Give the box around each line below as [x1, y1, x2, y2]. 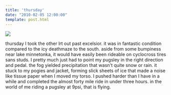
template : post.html [5, 17, 50, 22]
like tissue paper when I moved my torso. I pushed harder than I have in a [5, 73, 160, 79]
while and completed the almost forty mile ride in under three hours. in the [5, 79, 162, 85]
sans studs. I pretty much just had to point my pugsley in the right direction [5, 57, 163, 63]
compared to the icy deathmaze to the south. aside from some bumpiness [5, 46, 161, 52]
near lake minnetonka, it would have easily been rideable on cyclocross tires [5, 52, 166, 58]
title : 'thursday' [5, 7, 45, 13]
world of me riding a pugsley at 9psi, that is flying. [5, 84, 111, 90]
